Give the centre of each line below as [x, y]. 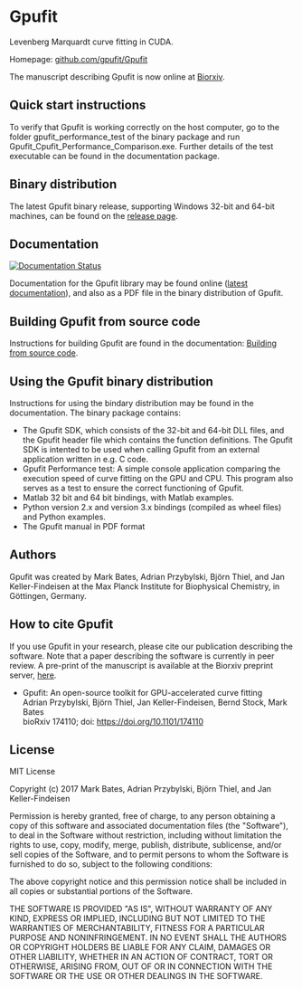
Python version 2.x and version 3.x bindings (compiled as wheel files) [152, 507]
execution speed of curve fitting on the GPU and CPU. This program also [158, 478]
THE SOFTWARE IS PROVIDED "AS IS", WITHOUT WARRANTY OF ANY [141, 909]
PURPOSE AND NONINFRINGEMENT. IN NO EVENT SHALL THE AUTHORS [148, 937]
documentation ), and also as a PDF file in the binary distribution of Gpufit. [146, 293]
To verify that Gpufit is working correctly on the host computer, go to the [145, 127]
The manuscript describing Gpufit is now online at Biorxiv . [117, 76]
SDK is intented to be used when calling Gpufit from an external [141, 449]
